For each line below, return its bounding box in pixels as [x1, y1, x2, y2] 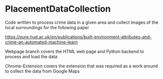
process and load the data [5, 53, 57, 59]
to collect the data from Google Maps [5, 68, 80, 74]
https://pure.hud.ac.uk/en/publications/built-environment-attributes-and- [5, 34, 152, 40]
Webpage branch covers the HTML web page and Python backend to [5, 48, 145, 54]
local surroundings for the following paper [5, 24, 90, 30]
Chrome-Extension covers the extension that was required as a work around [5, 63, 158, 69]
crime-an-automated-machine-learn [5, 39, 78, 45]
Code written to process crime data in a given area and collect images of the [5, 19, 159, 25]
